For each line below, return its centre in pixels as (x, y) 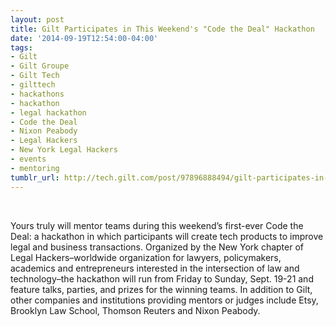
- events (28, 159)
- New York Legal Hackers (64, 150)
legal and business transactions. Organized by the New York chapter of (157, 247)
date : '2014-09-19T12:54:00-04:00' (84, 38)
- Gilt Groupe (40, 66)
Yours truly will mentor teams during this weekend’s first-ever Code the (157, 225)
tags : (21, 47)
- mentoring (35, 168)
